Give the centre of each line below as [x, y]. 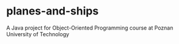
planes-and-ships [52, 11]
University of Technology [38, 34]
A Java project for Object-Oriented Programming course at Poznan [90, 28]
